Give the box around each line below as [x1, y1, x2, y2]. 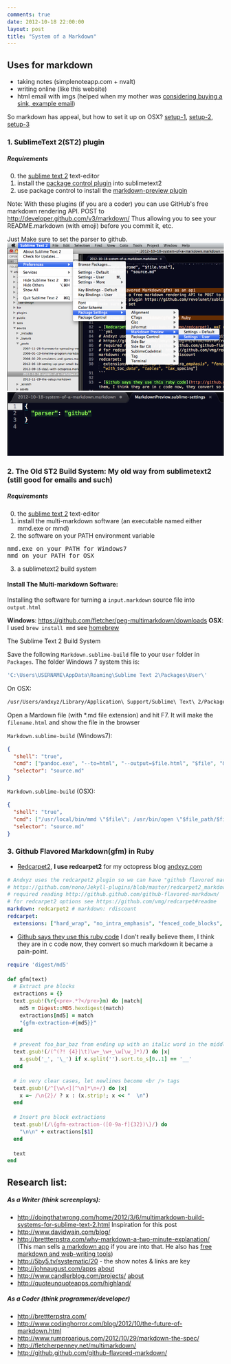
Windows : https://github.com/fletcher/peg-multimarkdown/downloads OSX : [7, 616, 224, 625]
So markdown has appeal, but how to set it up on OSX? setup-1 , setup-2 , [7, 113, 213, 121]
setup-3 [7, 120, 30, 129]
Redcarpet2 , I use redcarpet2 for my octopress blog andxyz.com [16, 862, 203, 870]
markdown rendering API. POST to [7, 207, 104, 215]
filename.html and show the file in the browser [7, 718, 140, 726]
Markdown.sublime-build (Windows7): [7, 731, 113, 739]
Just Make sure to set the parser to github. [7, 235, 128, 243]
